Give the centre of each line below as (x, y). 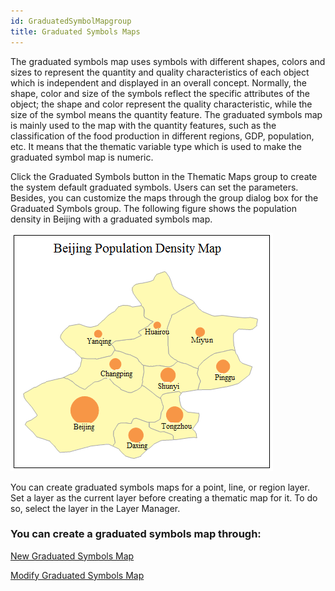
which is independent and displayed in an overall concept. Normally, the (158, 82)
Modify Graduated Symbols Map (77, 575)
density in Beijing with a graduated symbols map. (111, 219)
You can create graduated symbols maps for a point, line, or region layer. (160, 487)
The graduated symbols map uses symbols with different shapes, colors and (168, 61)
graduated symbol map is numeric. (82, 157)
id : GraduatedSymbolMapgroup (71, 21)
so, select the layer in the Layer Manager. (95, 508)
